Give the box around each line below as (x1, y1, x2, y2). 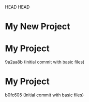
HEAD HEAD (5, 4, 30, 10)
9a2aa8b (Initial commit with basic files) (5, 59, 85, 65)
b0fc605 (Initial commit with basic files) (5, 92, 84, 98)
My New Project (5, 21, 70, 32)
